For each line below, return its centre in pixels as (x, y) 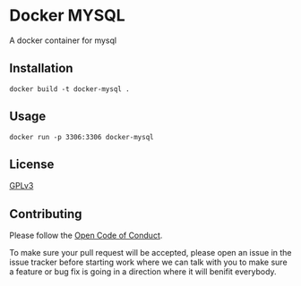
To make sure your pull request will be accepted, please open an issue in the (151, 253)
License (32, 164)
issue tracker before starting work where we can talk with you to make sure (149, 262)
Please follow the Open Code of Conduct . (86, 236)
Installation (41, 68)
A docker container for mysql (63, 40)
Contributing (46, 214)
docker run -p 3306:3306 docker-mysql (82, 137)
